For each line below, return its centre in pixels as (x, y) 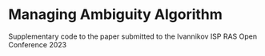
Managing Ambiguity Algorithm (115, 15)
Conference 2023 (37, 44)
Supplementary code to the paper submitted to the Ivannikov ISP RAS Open (133, 36)
